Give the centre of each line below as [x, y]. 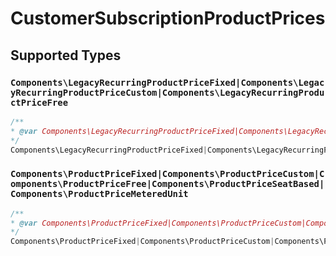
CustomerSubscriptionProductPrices [168, 18]
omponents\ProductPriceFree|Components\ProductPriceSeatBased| [167, 184]
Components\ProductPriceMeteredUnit [99, 194]
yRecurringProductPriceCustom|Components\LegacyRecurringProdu [167, 92]
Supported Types [66, 55]
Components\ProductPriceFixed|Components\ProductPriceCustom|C [167, 174]
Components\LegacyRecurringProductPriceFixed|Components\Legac [167, 82]
